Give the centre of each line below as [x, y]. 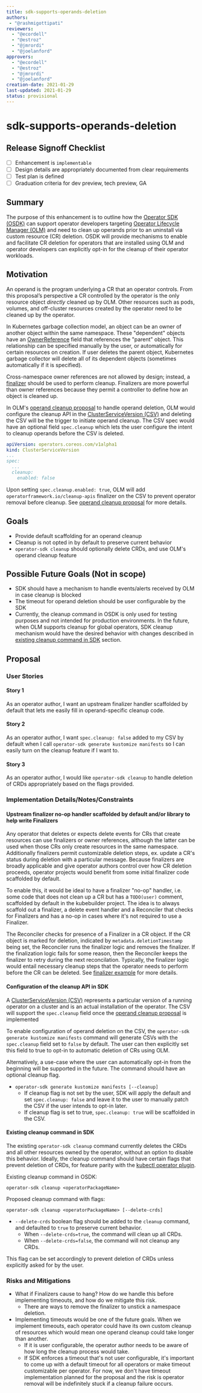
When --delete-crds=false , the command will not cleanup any [102, 1240]
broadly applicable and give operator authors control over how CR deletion [99, 866]
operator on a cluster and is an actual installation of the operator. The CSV [98, 1007]
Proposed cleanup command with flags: [56, 1199]
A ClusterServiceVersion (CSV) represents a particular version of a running [99, 1000]
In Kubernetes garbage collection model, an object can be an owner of [94, 326]
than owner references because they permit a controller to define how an [97, 389]
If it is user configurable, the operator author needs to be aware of [106, 1345]
